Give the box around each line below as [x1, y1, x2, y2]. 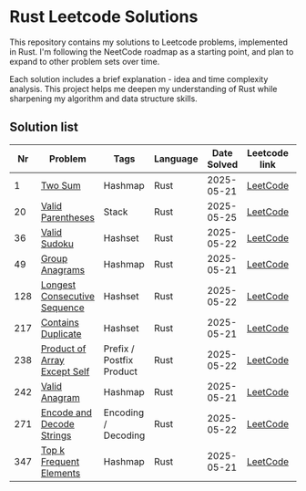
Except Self [40, 365, 90, 378]
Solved [207, 158, 239, 171]
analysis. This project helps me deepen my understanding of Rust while [9, 83, 278, 94]
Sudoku [40, 237, 75, 250]
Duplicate [40, 327, 82, 340]
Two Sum [40, 179, 81, 192]
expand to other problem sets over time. [9, 56, 160, 67]
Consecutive [40, 289, 96, 302]
